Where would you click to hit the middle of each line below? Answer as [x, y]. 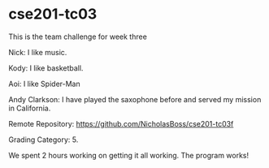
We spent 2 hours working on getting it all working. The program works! [129, 155]
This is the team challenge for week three [78, 37]
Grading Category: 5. [43, 140]
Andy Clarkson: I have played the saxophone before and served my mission [135, 99]
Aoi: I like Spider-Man [44, 84]
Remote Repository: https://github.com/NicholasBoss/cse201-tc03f [121, 123]
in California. [30, 108]
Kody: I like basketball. [46, 68]
